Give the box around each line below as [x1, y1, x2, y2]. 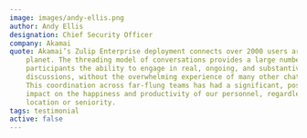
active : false [9, 114, 64, 123]
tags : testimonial [9, 106, 79, 115]
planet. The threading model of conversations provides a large [26, 55, 276, 64]
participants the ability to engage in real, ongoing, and [26, 64, 256, 74]
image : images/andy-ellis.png [9, 13, 125, 23]
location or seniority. [26, 97, 117, 107]
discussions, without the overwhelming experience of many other [26, 73, 281, 82]
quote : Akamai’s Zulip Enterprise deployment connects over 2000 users [9, 47, 288, 56]
